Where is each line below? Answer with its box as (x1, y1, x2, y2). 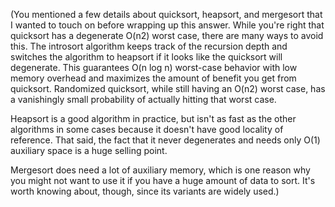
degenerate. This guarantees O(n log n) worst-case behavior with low (10, 62, 298, 73)
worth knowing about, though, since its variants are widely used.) (10, 185, 280, 197)
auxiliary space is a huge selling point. (10, 145, 168, 156)
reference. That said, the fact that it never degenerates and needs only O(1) (10, 134, 321, 146)
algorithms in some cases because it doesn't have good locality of (10, 124, 284, 135)
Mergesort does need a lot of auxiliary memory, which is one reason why (10, 164, 311, 176)
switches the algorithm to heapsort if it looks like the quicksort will (10, 51, 283, 63)
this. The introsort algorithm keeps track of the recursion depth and (10, 40, 288, 52)
